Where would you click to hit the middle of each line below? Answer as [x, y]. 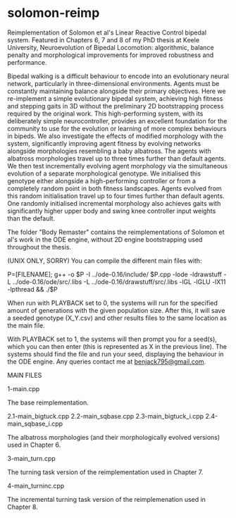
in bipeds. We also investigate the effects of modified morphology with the [116, 136]
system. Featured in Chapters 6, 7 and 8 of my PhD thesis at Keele [103, 39]
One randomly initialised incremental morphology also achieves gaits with [114, 203]
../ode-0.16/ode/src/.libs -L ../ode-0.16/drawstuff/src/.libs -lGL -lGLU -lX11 [119, 282]
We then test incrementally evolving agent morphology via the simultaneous [117, 166]
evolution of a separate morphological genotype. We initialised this [104, 173]
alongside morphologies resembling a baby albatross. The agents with [109, 151]
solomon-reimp [54, 13]
